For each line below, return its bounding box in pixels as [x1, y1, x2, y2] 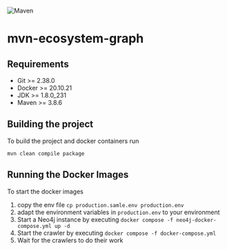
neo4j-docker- [175, 216, 217, 224]
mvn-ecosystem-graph [7, 31, 144, 46]
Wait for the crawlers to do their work [17, 235, 124, 244]
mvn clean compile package [7, 150, 85, 157]
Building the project [7, 118, 94, 131]
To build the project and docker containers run [7, 137, 139, 145]
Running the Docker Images [7, 169, 129, 181]
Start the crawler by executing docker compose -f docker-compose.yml [17, 229, 216, 237]
